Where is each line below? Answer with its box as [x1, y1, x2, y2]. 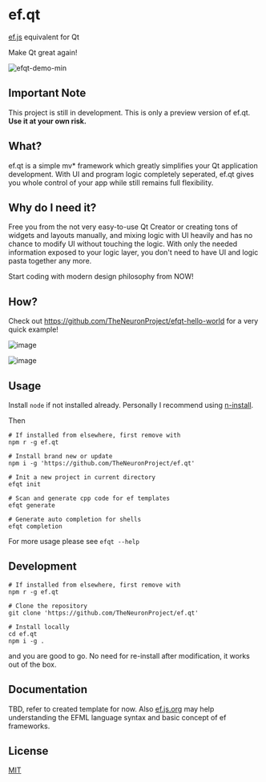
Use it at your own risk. [8, 116, 87, 126]
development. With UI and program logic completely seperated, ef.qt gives [8, 169, 255, 179]
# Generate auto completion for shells [8, 515, 142, 523]
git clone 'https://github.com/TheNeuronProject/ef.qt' [8, 609, 199, 617]
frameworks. [8, 721, 50, 731]
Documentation [8, 683, 88, 696]
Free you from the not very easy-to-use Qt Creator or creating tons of [8, 222, 238, 232]
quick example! [8, 324, 58, 334]
